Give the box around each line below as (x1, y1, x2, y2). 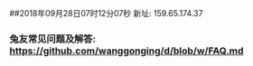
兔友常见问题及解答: (9, 33, 97, 45)
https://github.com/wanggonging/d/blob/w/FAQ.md (9, 44, 244, 57)
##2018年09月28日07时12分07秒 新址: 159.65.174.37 (9, 8, 203, 18)
